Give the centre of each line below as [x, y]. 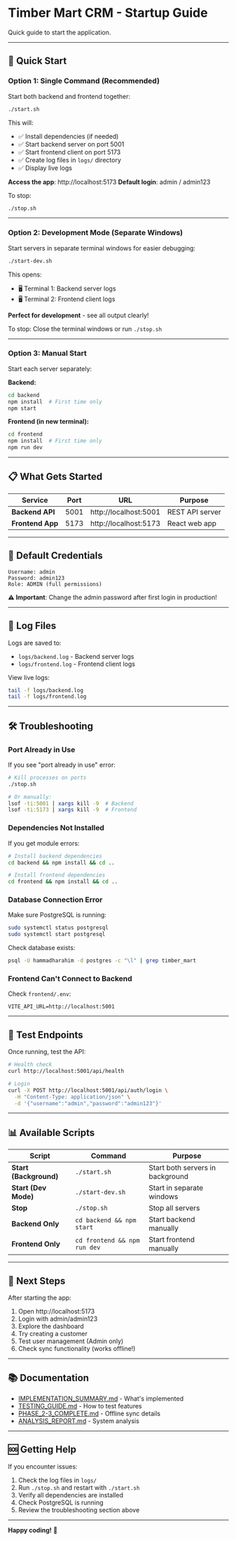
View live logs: [29, 677]
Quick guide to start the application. [60, 32]
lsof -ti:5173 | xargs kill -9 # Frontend [72, 810]
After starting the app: [40, 1298]
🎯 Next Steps [37, 1281]
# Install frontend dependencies [57, 875]
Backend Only [35, 1224]
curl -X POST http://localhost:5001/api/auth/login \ [88, 1090]
